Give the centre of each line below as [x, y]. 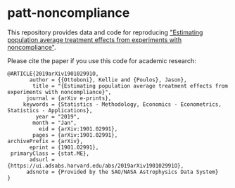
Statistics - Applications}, [50, 110]
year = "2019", [58, 116]
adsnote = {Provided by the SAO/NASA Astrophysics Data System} [122, 172]
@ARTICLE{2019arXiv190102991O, [53, 74]
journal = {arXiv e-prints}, [69, 98]
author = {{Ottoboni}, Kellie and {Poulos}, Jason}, [108, 80]
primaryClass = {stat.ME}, [50, 153]
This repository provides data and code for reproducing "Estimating [105, 32]
